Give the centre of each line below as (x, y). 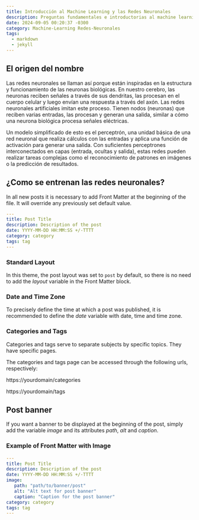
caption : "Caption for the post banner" (65, 497)
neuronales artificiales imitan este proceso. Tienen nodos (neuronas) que (95, 108)
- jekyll (22, 45)
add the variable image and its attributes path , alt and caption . (82, 430)
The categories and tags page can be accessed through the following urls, (97, 362)
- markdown (25, 39)
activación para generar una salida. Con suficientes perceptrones (86, 145)
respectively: (22, 368)
